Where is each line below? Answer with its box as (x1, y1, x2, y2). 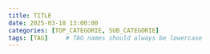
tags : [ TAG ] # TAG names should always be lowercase (8, 33, 203, 42)
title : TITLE (8, 11, 52, 20)
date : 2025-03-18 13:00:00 (8, 19, 99, 27)
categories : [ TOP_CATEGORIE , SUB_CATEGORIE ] (8, 26, 160, 34)
